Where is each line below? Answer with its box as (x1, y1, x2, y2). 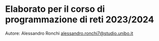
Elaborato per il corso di (5, 3, 105, 15)
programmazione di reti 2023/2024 (5, 14, 154, 25)
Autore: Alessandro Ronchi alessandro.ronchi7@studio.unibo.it (5, 30, 133, 36)
